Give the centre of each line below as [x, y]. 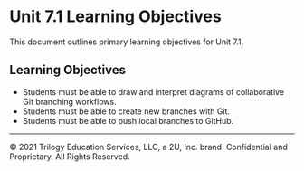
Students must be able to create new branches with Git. [126, 111]
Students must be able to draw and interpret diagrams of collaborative [153, 91]
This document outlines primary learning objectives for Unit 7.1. [127, 42]
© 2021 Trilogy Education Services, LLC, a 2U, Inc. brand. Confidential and [148, 147]
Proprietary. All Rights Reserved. [70, 157]
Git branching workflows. [69, 101]
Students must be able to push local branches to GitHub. [128, 120]
